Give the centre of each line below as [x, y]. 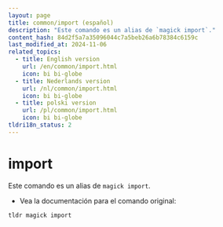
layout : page [29, 15]
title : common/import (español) [61, 23]
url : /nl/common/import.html [70, 88]
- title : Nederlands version [63, 81]
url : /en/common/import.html [70, 67]
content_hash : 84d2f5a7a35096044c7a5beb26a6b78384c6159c [103, 37]
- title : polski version [56, 103]
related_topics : [35, 52]
